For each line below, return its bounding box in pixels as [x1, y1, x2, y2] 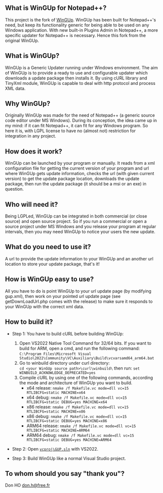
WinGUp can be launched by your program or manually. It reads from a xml [5, 160, 155, 166]
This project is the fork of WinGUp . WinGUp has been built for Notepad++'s [5, 17, 156, 22]
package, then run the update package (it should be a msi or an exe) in [5, 181, 147, 187]
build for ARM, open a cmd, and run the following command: [19, 345, 140, 351]
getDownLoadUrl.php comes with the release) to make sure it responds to [5, 298, 153, 304]
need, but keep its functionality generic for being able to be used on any [5, 22, 149, 28]
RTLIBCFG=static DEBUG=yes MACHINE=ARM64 [26, 437, 112, 442]
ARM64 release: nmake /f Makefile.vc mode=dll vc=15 [26, 423, 136, 429]
